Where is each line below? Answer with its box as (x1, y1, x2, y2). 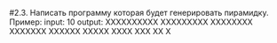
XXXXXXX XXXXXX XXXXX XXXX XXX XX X (9, 26, 171, 36)
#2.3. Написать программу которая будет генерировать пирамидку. (9, 8, 269, 18)
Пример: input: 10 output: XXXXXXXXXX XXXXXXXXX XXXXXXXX (9, 17, 253, 27)
